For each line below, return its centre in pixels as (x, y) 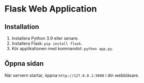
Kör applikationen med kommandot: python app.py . (62, 48)
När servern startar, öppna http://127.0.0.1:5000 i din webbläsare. (72, 75)
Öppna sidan (24, 64)
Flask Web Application (51, 9)
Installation (22, 27)
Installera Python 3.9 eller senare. (45, 38)
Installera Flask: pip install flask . (47, 43)
